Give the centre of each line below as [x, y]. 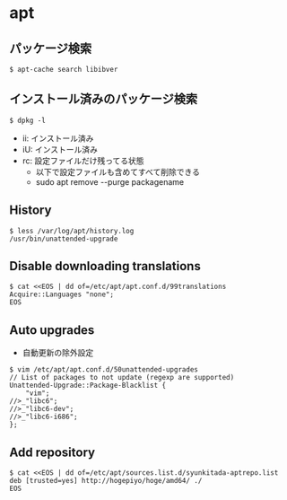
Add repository [52, 452]
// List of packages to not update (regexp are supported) [122, 378]
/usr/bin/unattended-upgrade [64, 239]
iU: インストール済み [60, 149]
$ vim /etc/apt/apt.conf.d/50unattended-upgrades [104, 370]
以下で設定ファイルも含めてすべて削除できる [117, 171]
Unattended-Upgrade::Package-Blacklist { [88, 386]
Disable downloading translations [105, 266]
